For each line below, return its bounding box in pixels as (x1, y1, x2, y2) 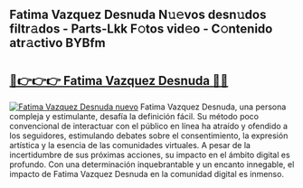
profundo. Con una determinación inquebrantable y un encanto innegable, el (9, 159, 295, 170)
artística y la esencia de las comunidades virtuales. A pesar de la (9, 140, 251, 150)
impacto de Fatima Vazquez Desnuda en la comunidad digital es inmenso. (9, 169, 285, 179)
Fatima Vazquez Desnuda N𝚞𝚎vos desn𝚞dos (9, 7, 267, 23)
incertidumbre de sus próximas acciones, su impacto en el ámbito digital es (9, 149, 291, 160)
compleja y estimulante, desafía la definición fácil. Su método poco (9, 111, 260, 121)
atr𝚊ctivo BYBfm (9, 35, 106, 51)
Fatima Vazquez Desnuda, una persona (139, 101, 287, 112)
